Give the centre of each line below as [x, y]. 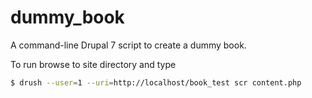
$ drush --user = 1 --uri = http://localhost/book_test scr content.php [156, 82]
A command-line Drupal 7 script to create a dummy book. [128, 45]
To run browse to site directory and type [93, 64]
